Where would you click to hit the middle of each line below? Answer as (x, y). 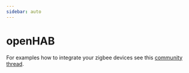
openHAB (31, 41)
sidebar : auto (24, 12)
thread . (15, 64)
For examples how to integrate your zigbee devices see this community (94, 58)
